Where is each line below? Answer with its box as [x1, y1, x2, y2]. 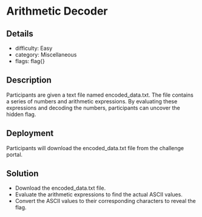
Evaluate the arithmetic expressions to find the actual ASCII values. [15, 191, 183, 198]
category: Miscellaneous [15, 51, 77, 58]
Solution [6, 168, 39, 179]
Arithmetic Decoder [6, 4, 108, 18]
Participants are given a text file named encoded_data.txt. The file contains [6, 91, 194, 98]
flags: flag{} [15, 58, 45, 64]
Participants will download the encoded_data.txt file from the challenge [6, 144, 184, 151]
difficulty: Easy [15, 44, 53, 52]
